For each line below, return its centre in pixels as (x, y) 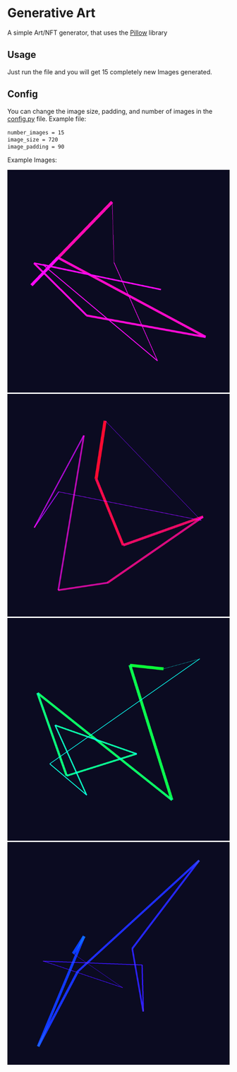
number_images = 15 (36, 132)
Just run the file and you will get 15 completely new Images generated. (110, 71)
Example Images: (32, 160)
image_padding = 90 (36, 146)
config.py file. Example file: (47, 119)
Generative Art (51, 13)
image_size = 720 (33, 139)
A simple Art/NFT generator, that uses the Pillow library (87, 33)
